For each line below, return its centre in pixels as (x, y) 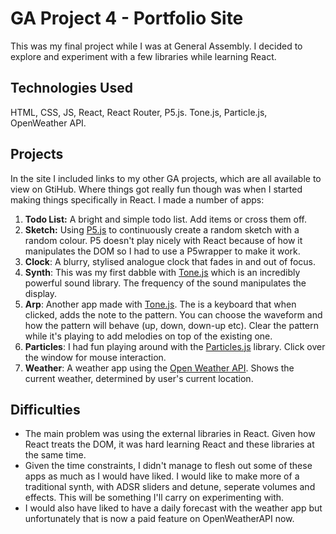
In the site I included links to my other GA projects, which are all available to (166, 178)
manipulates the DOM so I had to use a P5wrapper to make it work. (162, 251)
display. (41, 293)
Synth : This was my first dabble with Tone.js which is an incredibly (162, 272)
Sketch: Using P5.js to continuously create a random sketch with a (162, 229)
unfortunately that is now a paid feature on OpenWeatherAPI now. (159, 519)
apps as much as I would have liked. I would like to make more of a (162, 476)
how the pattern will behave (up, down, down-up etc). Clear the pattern (171, 325)
